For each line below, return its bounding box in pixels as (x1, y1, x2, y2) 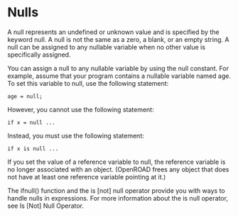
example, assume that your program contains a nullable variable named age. (7, 72, 231, 80)
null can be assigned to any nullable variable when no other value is (7, 43, 206, 51)
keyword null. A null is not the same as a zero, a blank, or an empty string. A (7, 35, 229, 43)
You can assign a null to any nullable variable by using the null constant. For (7, 64, 229, 72)
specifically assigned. (7, 50, 71, 59)
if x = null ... (7, 118, 55, 126)
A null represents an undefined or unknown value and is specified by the (7, 28, 220, 36)
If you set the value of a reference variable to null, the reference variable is (7, 157, 226, 166)
